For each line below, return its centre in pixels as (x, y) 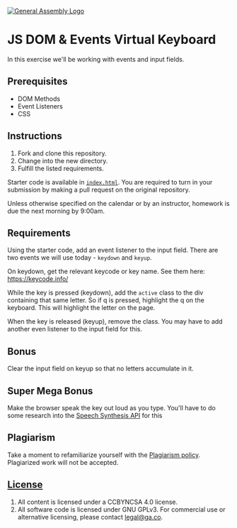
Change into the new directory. (63, 160)
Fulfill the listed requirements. (60, 168)
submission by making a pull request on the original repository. (99, 189)
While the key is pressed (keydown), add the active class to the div (105, 293)
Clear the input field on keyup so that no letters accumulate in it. (101, 368)
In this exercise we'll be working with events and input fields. (96, 59)
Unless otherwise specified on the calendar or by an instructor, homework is (118, 203)
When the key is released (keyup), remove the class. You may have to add (115, 321)
